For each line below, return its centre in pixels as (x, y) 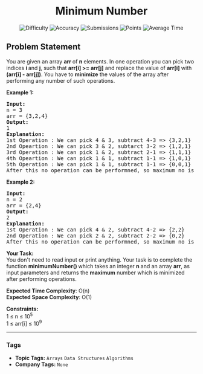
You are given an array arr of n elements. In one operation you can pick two (100, 61)
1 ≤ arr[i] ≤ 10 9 (24, 323)
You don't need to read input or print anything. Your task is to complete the (99, 260)
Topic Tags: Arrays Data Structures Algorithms (74, 358)
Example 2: (21, 182)
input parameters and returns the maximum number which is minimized (96, 272)
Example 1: (20, 92)
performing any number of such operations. (61, 80)
